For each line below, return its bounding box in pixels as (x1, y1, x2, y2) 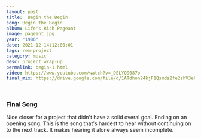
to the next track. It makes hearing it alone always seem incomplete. (6, 126, 174, 134)
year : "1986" (6, 36, 39, 42)
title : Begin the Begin (6, 14, 68, 20)
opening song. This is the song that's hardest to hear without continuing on (6, 120, 191, 127)
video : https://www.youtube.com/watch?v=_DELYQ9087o (6, 70, 141, 76)
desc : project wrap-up (6, 58, 63, 64)
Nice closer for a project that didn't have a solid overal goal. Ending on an (6, 114, 187, 121)
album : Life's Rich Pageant (6, 25, 77, 32)
